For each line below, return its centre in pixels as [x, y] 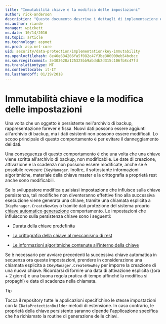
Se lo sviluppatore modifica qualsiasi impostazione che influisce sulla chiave [83, 190]
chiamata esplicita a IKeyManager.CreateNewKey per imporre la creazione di [81, 265]
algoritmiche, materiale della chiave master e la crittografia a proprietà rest [81, 175]
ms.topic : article [24, 38]
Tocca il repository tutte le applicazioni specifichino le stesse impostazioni [81, 300]
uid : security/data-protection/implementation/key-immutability [73, 51]
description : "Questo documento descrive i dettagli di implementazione [82, 19]
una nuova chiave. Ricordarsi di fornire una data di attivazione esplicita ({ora [83, 270]
